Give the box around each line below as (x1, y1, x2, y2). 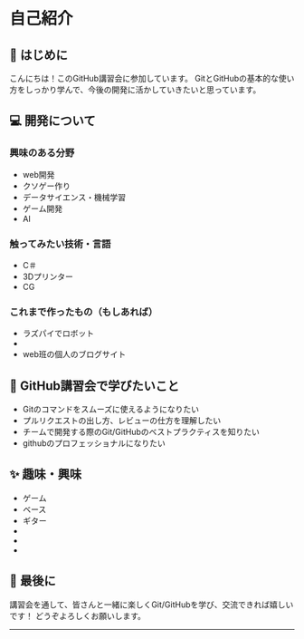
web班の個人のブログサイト (22, 349, 127, 360)
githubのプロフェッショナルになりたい (22, 438, 166, 449)
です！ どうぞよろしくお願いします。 (9, 610, 147, 621)
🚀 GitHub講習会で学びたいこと (9, 378, 179, 393)
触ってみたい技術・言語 (9, 237, 111, 250)
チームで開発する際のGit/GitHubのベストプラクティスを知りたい (22, 427, 260, 438)
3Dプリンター (22, 271, 74, 282)
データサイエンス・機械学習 (22, 191, 127, 202)
